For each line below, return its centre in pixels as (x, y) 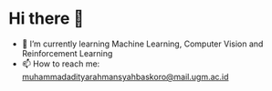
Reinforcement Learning (67, 53)
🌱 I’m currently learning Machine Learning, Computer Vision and (142, 44)
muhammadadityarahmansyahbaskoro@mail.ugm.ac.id (125, 76)
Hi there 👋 (46, 19)
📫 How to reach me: (61, 64)
